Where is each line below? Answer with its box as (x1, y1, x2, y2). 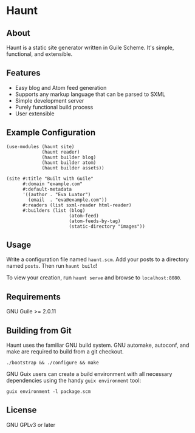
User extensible (15, 110, 55, 117)
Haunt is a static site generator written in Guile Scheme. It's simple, (6, 44, 174, 51)
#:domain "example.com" (22, 180, 83, 187)
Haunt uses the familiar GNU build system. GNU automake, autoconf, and (6, 341, 190, 349)
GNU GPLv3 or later (6, 421, 56, 428)
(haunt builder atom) (41, 159, 97, 166)
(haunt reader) (41, 149, 80, 155)
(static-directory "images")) (69, 223, 146, 230)
